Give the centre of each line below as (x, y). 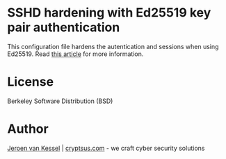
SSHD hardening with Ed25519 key (109, 13)
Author (28, 129)
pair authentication (64, 27)
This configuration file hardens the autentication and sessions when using (113, 46)
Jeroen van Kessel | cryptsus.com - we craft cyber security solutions (106, 148)
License (31, 82)
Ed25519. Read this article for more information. (75, 54)
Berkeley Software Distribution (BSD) (60, 101)
